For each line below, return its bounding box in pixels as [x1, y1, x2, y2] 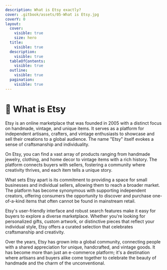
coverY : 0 [5, 17, 26, 22]
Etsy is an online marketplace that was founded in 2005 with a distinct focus [5, 120, 162, 126]
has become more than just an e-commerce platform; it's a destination [5, 249, 150, 255]
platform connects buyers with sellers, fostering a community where [5, 161, 146, 168]
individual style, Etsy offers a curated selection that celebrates [5, 223, 133, 229]
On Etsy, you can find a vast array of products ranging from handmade [5, 151, 151, 157]
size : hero [14, 36, 37, 41]
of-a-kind [5, 198, 25, 204]
